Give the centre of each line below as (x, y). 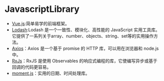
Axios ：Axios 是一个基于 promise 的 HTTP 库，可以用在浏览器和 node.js (85, 48)
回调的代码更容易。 (31, 67)
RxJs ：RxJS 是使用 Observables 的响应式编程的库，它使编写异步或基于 (84, 61)
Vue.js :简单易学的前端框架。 (41, 23)
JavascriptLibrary (42, 9)
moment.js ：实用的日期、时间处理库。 (51, 73)
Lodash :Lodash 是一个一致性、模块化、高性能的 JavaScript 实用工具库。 (86, 30)
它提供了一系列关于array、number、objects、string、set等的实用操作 (83, 36)
